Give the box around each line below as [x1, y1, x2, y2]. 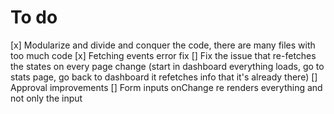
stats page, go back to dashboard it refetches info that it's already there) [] [10, 71, 318, 83]
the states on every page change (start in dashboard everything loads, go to [10, 60, 325, 72]
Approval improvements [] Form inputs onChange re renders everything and [10, 81, 323, 93]
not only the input [10, 92, 83, 104]
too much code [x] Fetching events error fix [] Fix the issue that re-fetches [10, 49, 317, 61]
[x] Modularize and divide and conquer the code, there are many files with [10, 39, 316, 51]
